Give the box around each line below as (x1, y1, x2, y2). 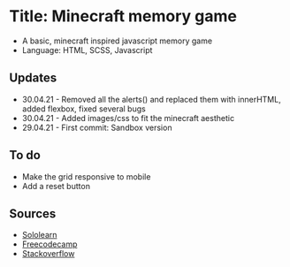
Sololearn (21, 230, 57, 240)
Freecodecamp (21, 239, 78, 249)
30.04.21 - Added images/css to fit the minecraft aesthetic (21, 112, 235, 123)
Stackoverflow (21, 248, 75, 259)
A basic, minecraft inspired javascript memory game (21, 35, 213, 46)
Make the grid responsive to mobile (21, 171, 151, 182)
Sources (9, 206, 57, 221)
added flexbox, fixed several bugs (21, 103, 146, 114)
